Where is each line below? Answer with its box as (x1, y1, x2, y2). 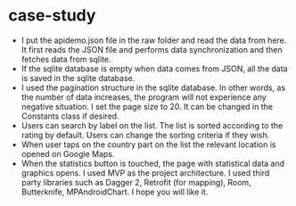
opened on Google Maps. (21, 148, 115, 159)
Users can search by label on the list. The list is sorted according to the (21, 119, 284, 130)
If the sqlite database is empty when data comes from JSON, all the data (21, 63, 288, 74)
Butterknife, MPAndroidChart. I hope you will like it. (21, 186, 209, 197)
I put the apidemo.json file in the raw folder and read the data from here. (21, 35, 287, 45)
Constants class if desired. (21, 111, 119, 121)
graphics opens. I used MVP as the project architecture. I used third (21, 167, 270, 178)
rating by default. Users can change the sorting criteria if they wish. (21, 129, 270, 140)
